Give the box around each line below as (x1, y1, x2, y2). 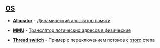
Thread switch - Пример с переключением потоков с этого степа (12, 37, 155, 43)
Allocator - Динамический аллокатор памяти (12, 17, 111, 23)
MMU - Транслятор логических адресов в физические (12, 27, 131, 33)
